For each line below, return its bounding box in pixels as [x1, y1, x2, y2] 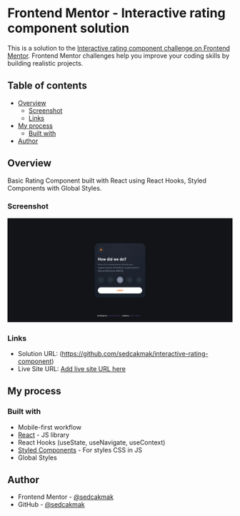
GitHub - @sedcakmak [17, 500, 85, 509]
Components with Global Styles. [7, 183, 102, 192]
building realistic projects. [7, 59, 84, 67]
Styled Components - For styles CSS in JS [17, 445, 143, 454]
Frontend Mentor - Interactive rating [7, 5, 226, 21]
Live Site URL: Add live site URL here [17, 364, 126, 373]
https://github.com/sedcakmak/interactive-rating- [61, 349, 209, 358]
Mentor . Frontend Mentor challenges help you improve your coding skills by [7, 51, 230, 60]
